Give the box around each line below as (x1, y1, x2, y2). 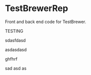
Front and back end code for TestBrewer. (5, 19, 87, 25)
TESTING (5, 28, 24, 34)
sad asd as (5, 65, 26, 71)
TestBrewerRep (5, 3, 68, 14)
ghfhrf (5, 56, 18, 62)
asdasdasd (5, 47, 27, 52)
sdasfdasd (5, 37, 26, 43)
